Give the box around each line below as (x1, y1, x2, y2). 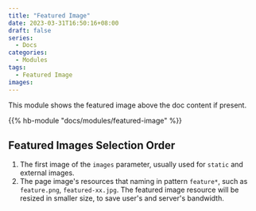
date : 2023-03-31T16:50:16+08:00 (8, 19, 119, 27)
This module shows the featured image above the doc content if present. (8, 100, 247, 110)
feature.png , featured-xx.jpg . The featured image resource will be (19, 185, 239, 195)
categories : (8, 49, 48, 57)
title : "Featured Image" (8, 11, 91, 20)
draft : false (8, 26, 52, 34)
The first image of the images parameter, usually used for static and (19, 160, 244, 170)
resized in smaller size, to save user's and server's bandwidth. (19, 193, 224, 203)
